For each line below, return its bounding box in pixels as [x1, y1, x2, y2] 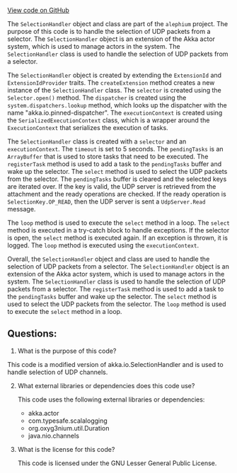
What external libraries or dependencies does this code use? [17, 381, 195, 390]
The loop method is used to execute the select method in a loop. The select [7, 218, 230, 227]
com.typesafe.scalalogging [28, 416, 108, 425]
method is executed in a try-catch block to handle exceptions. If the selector [7, 226, 230, 234]
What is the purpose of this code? [17, 346, 117, 355]
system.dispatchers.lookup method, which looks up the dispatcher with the [7, 101, 228, 109]
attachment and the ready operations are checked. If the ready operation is [7, 190, 226, 198]
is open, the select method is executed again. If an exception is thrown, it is [7, 233, 229, 242]
